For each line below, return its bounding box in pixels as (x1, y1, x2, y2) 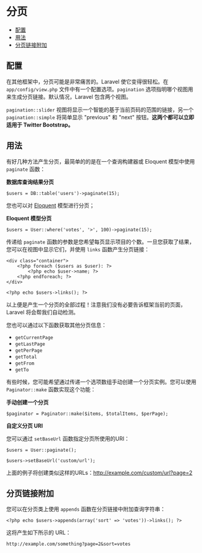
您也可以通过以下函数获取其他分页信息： (6, 321, 107, 328)
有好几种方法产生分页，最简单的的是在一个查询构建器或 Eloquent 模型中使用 (6, 157, 195, 165)
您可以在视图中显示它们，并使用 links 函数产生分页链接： (6, 245, 150, 253)
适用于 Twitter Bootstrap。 (6, 121, 74, 128)
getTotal (14, 354, 37, 360)
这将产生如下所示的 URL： (6, 529, 71, 536)
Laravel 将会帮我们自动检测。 (6, 308, 79, 316)
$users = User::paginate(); (6, 447, 77, 453)
